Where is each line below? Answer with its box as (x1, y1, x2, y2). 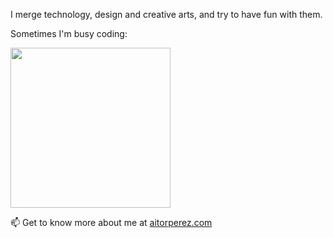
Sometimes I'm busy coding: (10, 28, 128, 39)
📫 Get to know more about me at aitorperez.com (10, 217, 213, 228)
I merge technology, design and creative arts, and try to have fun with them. (10, 9, 323, 20)
